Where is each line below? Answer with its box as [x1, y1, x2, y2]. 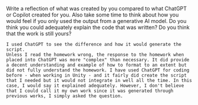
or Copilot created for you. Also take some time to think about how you [6, 11, 179, 18]
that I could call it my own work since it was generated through [6, 88, 174, 94]
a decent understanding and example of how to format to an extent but [6, 62, 187, 68]
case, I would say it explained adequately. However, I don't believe [6, 83, 184, 88]
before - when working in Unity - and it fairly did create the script [6, 73, 187, 78]
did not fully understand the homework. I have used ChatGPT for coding [6, 67, 190, 73]
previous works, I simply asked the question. [6, 93, 123, 99]
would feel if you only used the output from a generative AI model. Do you [6, 18, 187, 24]
